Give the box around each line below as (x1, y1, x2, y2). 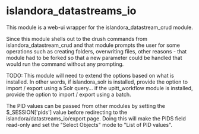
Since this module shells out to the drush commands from (6, 35, 147, 42)
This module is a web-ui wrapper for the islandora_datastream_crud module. (6, 24, 193, 31)
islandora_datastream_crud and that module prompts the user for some (6, 42, 180, 49)
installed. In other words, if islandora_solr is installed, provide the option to (6, 78, 188, 85)
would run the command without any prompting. (6, 60, 124, 68)
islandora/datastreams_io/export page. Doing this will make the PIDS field (6, 114, 186, 122)
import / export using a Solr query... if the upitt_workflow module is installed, (6, 84, 193, 91)
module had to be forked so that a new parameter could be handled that (6, 54, 182, 61)
